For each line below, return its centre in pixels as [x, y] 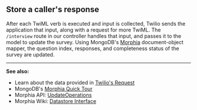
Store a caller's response [53, 10]
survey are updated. [30, 54]
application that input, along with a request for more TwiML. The [84, 30]
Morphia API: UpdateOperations [53, 95]
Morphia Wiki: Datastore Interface [55, 101]
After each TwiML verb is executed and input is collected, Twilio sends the [96, 23]
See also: [18, 71]
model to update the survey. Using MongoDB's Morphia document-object [95, 42]
